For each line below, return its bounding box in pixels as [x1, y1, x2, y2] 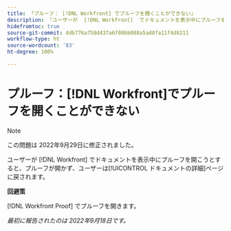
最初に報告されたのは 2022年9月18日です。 [7, 216, 129, 224]
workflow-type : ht [7, 36, 60, 43]
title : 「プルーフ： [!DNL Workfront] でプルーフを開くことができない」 [7, 10, 197, 17]
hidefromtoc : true [7, 23, 60, 30]
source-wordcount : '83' [7, 42, 76, 49]
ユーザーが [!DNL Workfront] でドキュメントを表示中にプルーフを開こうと [7, 155, 215, 164]
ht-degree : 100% [7, 49, 54, 56]
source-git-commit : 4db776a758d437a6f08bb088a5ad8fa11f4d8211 [7, 29, 189, 36]
